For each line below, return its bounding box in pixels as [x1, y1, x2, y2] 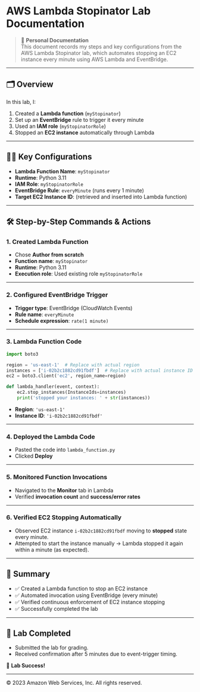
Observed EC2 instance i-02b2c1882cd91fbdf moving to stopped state [14, 527, 187, 534]
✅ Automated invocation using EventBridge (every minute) [14, 592, 158, 599]
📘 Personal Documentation [20, 36, 89, 44]
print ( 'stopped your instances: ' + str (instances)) [17, 395, 151, 401]
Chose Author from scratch [14, 251, 85, 258]
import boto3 [6, 351, 39, 357]
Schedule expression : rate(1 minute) [14, 317, 109, 324]
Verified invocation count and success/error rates [14, 493, 141, 500]
